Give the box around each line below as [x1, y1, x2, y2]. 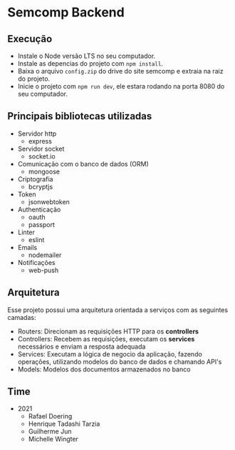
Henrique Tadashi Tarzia [28, 419, 100, 429]
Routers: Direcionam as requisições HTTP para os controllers [17, 326, 199, 336]
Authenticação [17, 205, 61, 214]
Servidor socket [17, 144, 65, 153]
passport [28, 220, 55, 229]
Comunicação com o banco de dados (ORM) [17, 159, 150, 168]
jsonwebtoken [28, 197, 70, 206]
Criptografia [17, 174, 53, 183]
